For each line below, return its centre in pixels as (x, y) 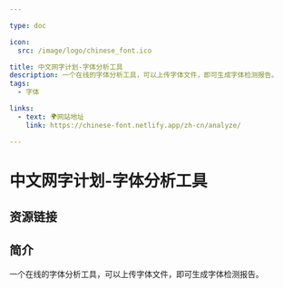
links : (22, 109)
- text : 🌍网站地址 (51, 117)
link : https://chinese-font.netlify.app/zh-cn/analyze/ (134, 125)
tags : (20, 84)
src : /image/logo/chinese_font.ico (85, 51)
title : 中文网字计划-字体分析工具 (66, 67)
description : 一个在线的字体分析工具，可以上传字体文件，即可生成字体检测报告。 (144, 75)
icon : (20, 42)
